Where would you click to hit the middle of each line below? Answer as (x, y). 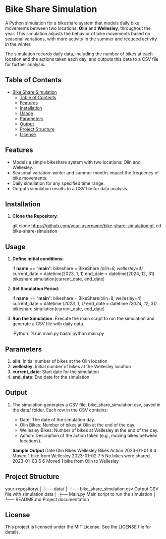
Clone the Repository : (35, 216)
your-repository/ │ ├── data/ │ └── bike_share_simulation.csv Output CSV (82, 489)
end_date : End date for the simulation (51, 377)
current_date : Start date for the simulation (55, 372)
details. (13, 532)
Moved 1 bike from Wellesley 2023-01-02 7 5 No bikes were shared (81, 456)
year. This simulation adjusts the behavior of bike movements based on (78, 33)
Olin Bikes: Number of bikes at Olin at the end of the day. (78, 425)
